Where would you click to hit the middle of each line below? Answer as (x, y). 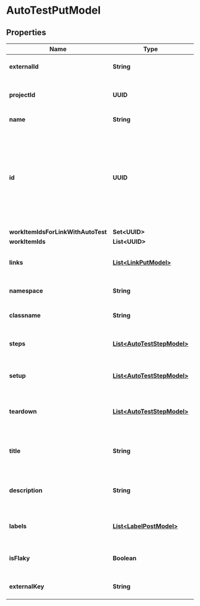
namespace (26, 291)
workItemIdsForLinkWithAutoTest (58, 232)
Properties (26, 32)
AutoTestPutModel (54, 10)
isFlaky (20, 558)
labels (18, 526)
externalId (24, 66)
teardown (23, 411)
